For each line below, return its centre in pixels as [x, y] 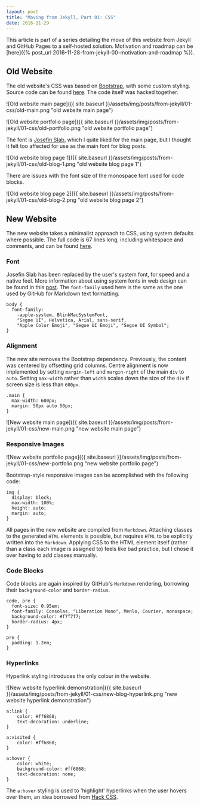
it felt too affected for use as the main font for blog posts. [77, 146]
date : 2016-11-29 [28, 23]
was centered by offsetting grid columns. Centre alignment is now [87, 365]
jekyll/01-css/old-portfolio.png [44, 128]
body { [14, 305]
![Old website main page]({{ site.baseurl [55, 104]
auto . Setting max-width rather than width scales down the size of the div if [98, 378]
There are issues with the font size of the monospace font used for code [95, 176]
